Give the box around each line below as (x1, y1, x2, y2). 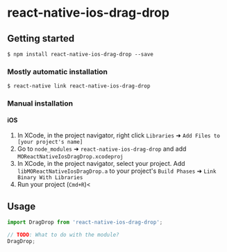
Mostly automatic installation (7, 67, 108, 76)
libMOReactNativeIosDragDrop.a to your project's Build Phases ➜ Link (17, 167, 217, 175)
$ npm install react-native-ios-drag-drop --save (7, 51, 154, 58)
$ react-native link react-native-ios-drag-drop (7, 83, 151, 90)
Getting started (7, 33, 75, 44)
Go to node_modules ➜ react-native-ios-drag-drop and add (17, 144, 187, 153)
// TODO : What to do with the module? (7, 231, 119, 239)
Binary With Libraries (17, 174, 83, 181)
